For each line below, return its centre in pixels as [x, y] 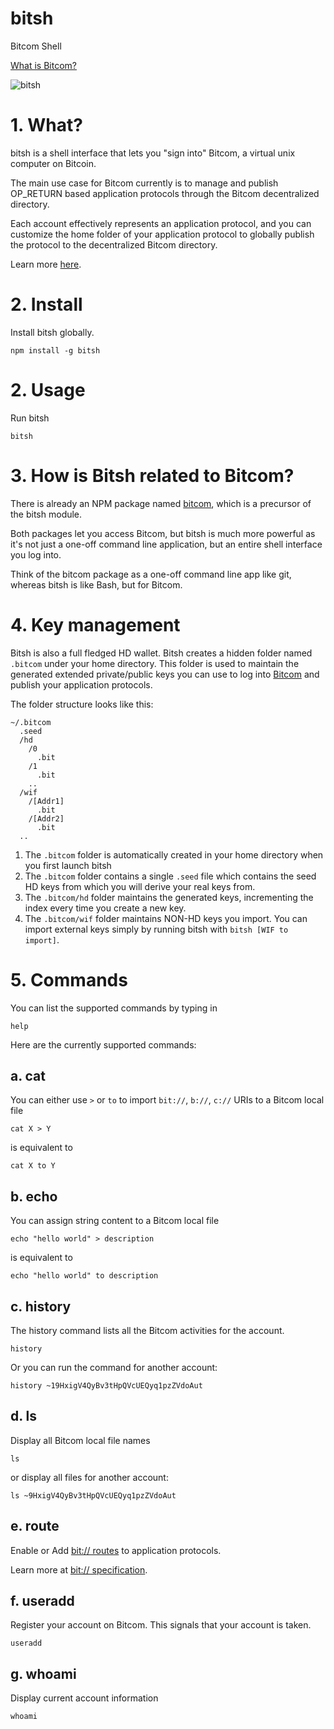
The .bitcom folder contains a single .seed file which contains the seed [170, 876]
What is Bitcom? [43, 65]
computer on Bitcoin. [53, 163]
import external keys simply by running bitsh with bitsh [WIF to [156, 929]
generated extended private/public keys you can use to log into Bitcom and [165, 674]
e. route [35, 1526]
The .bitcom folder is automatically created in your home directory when [174, 854]
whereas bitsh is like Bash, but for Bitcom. [96, 584]
